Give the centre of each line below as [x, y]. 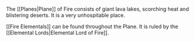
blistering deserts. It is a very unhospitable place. [65, 15]
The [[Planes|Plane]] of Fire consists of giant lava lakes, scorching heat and [97, 9]
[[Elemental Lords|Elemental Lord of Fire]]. [58, 33]
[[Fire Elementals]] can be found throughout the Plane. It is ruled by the [92, 27]
